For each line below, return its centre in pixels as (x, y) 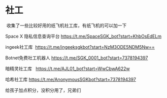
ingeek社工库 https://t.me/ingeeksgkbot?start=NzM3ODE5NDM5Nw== (80, 47)
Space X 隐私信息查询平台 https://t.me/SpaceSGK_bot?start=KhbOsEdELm (83, 36)
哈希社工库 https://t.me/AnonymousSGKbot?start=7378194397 (71, 79)
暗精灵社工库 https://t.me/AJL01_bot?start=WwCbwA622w (68, 69)
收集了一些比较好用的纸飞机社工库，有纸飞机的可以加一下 (66, 25)
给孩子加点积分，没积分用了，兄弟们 (43, 90)
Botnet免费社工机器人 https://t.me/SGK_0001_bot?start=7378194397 (77, 58)
